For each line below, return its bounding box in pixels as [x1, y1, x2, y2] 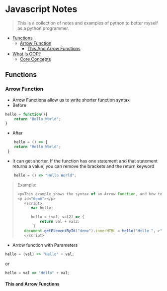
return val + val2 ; [39, 219, 81, 224]
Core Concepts [19, 56, 51, 62]
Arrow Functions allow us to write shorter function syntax [12, 97, 130, 103]
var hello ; [30, 205, 54, 210]
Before [12, 102, 26, 108]
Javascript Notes [5, 3, 78, 15]
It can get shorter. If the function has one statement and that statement [12, 158, 158, 164]
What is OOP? [12, 51, 41, 57]
